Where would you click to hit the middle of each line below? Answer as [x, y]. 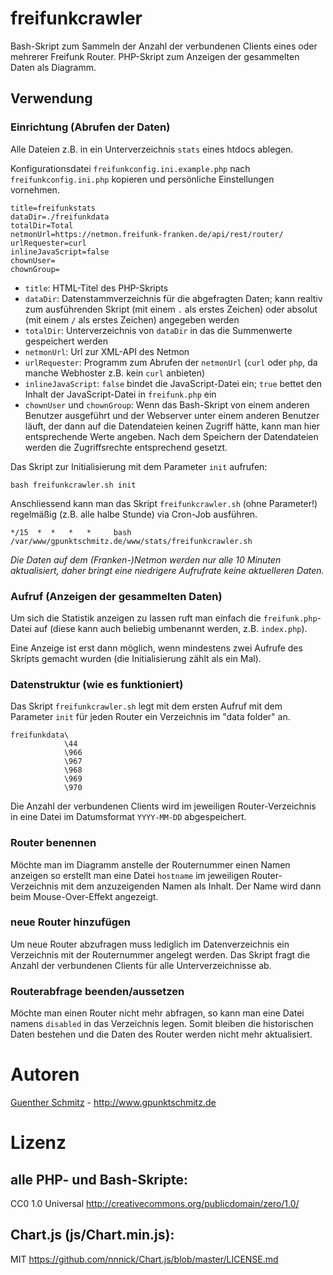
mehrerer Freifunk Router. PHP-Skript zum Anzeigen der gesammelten [155, 56]
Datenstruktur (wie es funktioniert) [97, 684]
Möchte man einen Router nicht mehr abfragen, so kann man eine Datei [157, 1013]
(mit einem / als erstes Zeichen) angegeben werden [132, 319]
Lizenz [38, 1143]
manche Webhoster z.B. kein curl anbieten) [115, 373]
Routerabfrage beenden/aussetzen [97, 991]
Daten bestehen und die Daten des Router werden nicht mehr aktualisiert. [161, 1034]
